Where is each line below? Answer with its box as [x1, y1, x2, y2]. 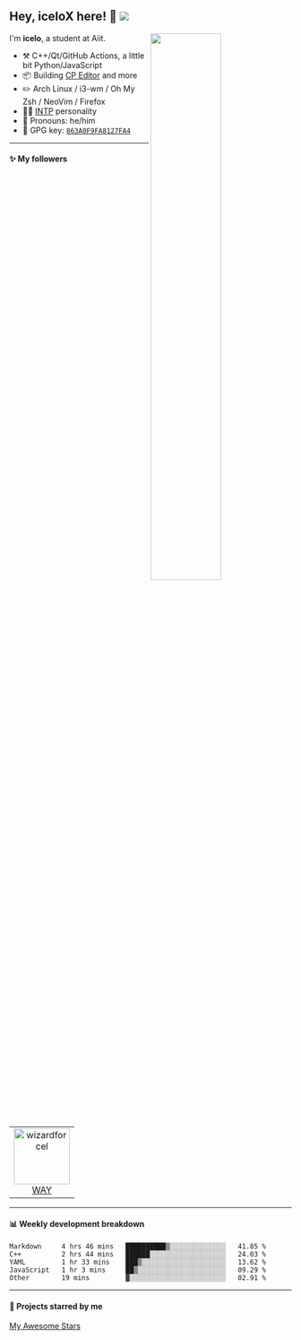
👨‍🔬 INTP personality [21, 105, 97, 117]
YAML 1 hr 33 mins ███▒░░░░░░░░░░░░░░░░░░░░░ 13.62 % [9, 1257, 267, 1267]
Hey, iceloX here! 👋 [9, 9, 117, 24]
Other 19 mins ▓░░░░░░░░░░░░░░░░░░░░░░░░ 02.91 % [9, 1274, 267, 1283]
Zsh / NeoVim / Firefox [21, 96, 106, 107]
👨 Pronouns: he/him [21, 115, 96, 126]
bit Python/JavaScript [21, 59, 103, 70]
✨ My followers [9, 153, 68, 164]
